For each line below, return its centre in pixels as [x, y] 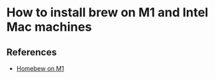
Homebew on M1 [40, 68]
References [32, 52]
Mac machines [49, 27]
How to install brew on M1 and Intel [107, 13]
